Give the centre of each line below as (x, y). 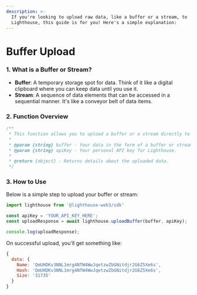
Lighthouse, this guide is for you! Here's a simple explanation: (94, 22)
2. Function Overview (37, 116)
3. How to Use (26, 182)
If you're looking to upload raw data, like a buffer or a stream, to (99, 17)
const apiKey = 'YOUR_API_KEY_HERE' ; (52, 216)
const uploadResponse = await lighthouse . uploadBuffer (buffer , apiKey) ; (97, 221)
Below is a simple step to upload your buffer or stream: (72, 195)
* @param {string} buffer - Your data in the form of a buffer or (91, 145)
